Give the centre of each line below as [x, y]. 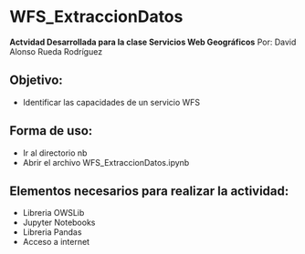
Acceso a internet [56, 242]
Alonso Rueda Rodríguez [56, 51]
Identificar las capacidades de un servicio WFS [111, 102]
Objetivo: [37, 81]
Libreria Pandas [52, 232]
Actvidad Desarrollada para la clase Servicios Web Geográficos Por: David [153, 42]
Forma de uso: [51, 131]
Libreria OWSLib [53, 213]
